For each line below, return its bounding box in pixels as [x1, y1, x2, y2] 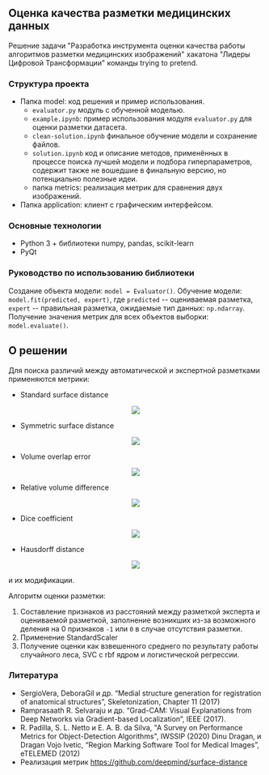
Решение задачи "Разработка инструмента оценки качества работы [8, 41, 246, 50]
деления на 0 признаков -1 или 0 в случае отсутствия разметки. [19, 623, 243, 633]
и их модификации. [8, 575, 75, 584]
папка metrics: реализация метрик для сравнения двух [32, 182, 224, 193]
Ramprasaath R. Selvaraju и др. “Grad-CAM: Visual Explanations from [19, 705, 252, 715]
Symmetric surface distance [19, 421, 115, 430]
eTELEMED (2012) [19, 748, 81, 758]
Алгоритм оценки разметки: [8, 591, 107, 601]
